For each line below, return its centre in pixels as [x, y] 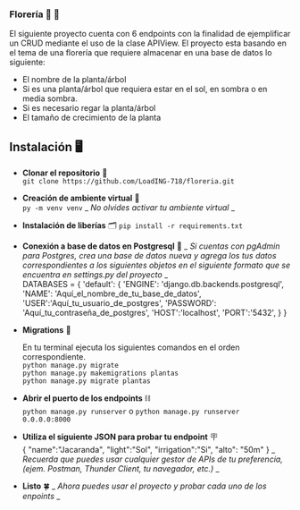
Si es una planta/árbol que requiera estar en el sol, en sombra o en [145, 89]
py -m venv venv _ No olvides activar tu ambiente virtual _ [128, 208]
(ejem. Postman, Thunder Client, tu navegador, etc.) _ [121, 469]
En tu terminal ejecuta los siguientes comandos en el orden [131, 347]
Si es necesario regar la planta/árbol [89, 108]
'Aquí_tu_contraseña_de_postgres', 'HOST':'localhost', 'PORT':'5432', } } [154, 313]
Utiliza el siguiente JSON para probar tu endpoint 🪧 [120, 437]
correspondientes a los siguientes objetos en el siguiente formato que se [156, 265]
